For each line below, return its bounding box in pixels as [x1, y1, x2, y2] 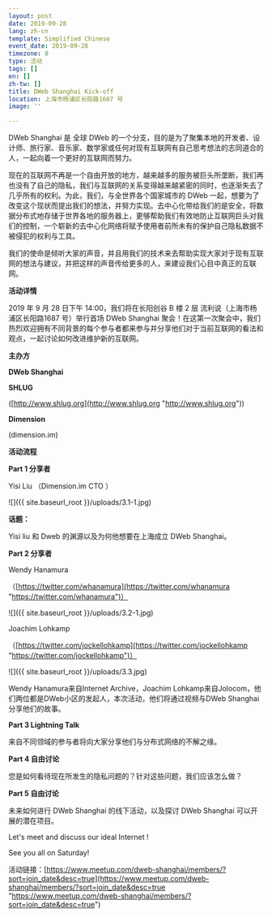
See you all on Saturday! [8, 848, 90, 858]
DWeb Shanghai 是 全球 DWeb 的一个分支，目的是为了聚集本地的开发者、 [8, 133, 253, 143]
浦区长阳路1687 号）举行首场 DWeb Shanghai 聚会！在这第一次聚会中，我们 [8, 313, 261, 323]
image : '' [8, 102, 42, 110]
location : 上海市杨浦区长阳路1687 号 [8, 95, 124, 103]
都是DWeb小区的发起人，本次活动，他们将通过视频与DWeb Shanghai [29, 694, 260, 704]
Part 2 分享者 [8, 549, 53, 558]
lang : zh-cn [8, 27, 49, 35]
